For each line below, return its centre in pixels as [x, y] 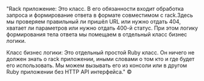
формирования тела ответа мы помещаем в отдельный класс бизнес [97, 34]
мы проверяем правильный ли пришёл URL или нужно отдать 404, [93, 21]
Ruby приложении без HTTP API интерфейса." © [69, 72]
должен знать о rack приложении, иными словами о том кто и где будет [100, 59]
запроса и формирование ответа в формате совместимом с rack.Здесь [100, 15]
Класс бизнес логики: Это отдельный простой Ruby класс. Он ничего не [100, 53]
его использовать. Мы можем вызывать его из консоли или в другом [97, 65]
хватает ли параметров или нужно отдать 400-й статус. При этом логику [102, 28]
